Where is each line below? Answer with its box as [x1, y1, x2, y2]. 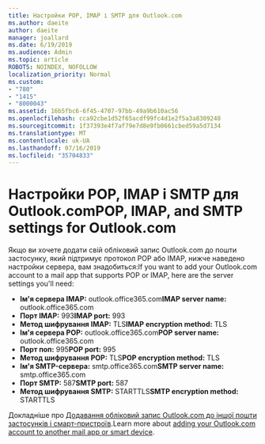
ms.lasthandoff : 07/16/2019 [8, 144, 101, 152]
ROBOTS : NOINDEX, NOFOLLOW [8, 63, 97, 71]
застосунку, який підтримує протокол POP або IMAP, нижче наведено [8, 254, 245, 264]
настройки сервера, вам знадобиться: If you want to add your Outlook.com [8, 262, 257, 271]
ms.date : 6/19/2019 [8, 41, 73, 49]
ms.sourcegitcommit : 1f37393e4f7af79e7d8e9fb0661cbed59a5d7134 [8, 122, 221, 130]
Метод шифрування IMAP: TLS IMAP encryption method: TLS [19, 320, 228, 329]
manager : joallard [8, 33, 69, 42]
